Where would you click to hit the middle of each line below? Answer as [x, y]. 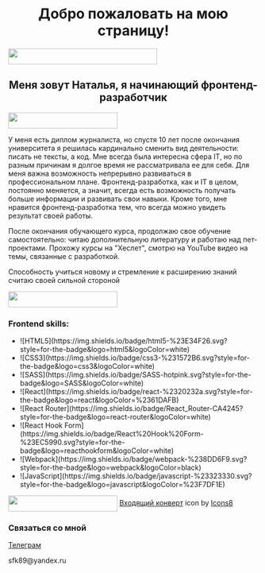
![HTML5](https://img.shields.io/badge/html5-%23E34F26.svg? [123, 341]
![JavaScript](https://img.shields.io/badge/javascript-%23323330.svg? [136, 476]
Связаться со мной [48, 528]
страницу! [133, 31]
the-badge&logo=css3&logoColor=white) [87, 366]
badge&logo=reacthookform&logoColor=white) [97, 451]
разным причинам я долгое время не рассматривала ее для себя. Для [129, 165]
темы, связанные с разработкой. [64, 256]
